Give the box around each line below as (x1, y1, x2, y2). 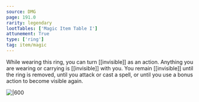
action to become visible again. (6, 77, 83, 84)
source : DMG (6, 8, 36, 15)
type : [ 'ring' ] (6, 36, 44, 42)
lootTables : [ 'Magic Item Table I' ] (6, 25, 98, 32)
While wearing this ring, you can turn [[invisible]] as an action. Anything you (6, 58, 194, 66)
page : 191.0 (6, 14, 36, 20)
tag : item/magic (6, 42, 47, 48)
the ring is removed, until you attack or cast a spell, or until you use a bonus (6, 71, 194, 78)
